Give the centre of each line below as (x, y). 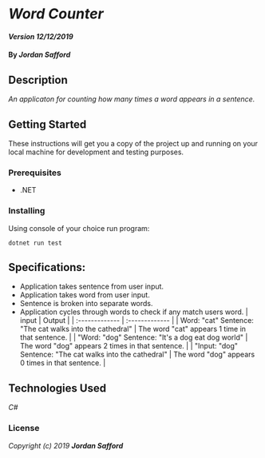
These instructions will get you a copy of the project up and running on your (133, 143)
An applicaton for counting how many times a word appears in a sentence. (132, 99)
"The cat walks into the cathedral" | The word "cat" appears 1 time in (132, 329)
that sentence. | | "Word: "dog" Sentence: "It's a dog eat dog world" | (134, 337)
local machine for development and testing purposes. (96, 152)
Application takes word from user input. (85, 295)
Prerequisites (35, 173)
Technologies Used (57, 388)
